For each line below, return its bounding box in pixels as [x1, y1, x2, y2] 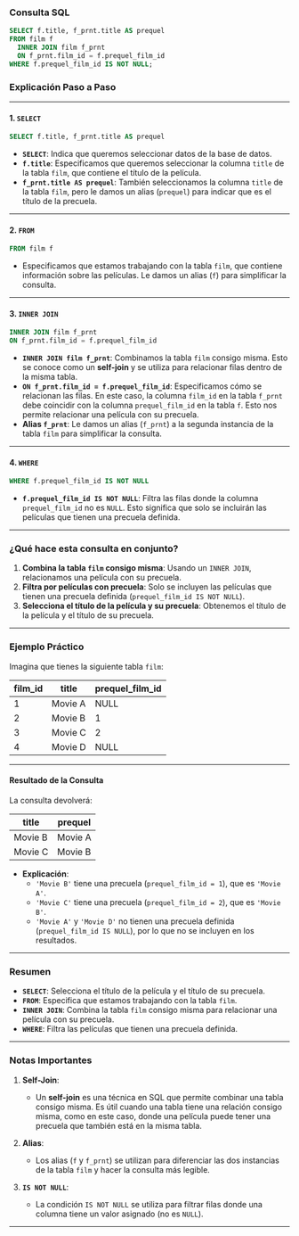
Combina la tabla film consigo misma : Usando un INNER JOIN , [21, 563, 252, 573]
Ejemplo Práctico [9, 640, 85, 653]
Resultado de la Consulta [9, 775, 104, 786]
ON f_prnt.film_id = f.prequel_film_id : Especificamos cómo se [21, 381, 263, 391]
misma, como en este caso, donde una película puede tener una [35, 1110, 271, 1121]
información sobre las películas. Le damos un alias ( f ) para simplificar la [21, 270, 287, 281]
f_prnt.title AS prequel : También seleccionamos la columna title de [21, 177, 283, 188]
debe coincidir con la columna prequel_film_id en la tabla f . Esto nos [21, 400, 278, 411]
